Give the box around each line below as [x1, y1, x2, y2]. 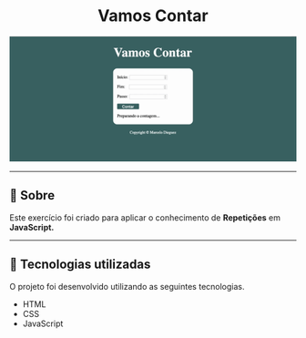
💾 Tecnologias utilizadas [9, 257, 151, 272]
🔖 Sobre [9, 188, 56, 203]
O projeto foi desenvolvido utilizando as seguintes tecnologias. [9, 281, 245, 292]
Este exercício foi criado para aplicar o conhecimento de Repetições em [9, 211, 280, 223]
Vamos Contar [97, 5, 209, 26]
